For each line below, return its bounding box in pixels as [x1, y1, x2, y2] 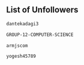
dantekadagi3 [6, 20, 39, 26]
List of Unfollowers [6, 5, 79, 15]
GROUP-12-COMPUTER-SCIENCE [6, 31, 74, 38]
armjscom [6, 42, 28, 49]
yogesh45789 [6, 54, 36, 60]
